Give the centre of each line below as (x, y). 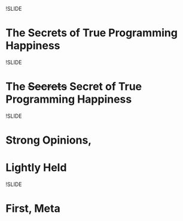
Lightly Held (36, 168)
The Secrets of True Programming (91, 33)
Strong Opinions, (49, 140)
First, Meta (33, 209)
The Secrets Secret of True (74, 87)
